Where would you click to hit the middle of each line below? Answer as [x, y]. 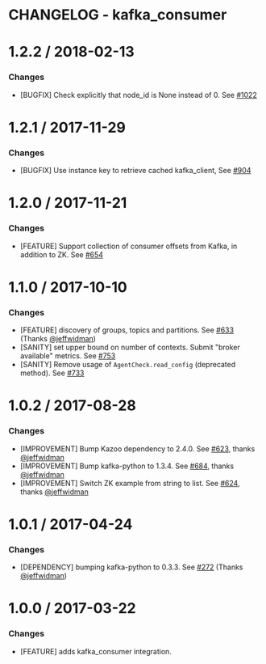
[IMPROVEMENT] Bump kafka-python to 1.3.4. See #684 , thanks [127, 466]
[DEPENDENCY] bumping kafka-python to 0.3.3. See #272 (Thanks [131, 567]
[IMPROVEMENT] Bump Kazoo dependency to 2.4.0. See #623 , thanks [137, 448]
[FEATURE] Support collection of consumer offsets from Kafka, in [129, 246]
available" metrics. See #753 [68, 356]
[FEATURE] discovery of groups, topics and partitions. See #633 [127, 330]
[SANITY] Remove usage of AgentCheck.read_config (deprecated [128, 365]
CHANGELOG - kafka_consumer [118, 15]
